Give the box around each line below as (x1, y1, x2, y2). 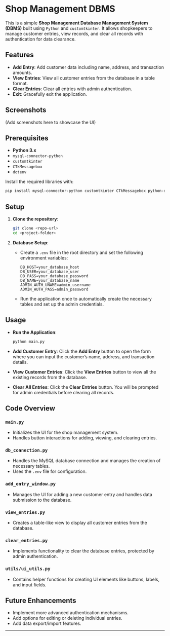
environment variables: (20, 254, 68, 261)
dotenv (12, 170, 27, 175)
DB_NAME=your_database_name (20, 278, 79, 283)
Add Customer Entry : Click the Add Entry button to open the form (12, 348, 151, 354)
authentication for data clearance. (5, 36, 76, 42)
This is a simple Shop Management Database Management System (5, 20, 148, 26)
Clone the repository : (12, 216, 59, 222)
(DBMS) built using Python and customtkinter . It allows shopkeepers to (5, 25, 153, 31)
